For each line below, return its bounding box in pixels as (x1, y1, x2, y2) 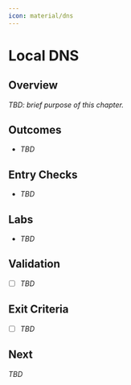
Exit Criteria (8, 303, 69, 317)
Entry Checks (8, 168, 78, 181)
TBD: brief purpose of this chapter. (8, 100, 125, 110)
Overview (8, 78, 59, 93)
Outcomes (8, 123, 62, 137)
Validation (8, 257, 60, 271)
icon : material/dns (8, 11, 74, 20)
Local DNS (8, 46, 80, 64)
